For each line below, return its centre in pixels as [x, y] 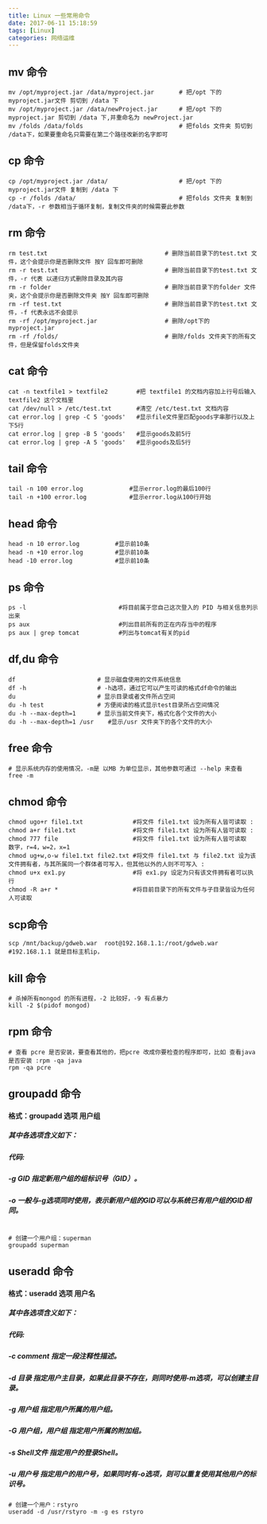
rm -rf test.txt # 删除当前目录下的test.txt [128, 304]
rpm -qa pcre [30, 1067]
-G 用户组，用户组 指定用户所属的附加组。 [77, 1431]
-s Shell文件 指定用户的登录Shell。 [65, 1452]
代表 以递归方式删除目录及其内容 [77, 279]
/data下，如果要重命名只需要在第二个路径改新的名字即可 [88, 135]
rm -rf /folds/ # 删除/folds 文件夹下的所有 [129, 336]
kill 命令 [27, 978]
